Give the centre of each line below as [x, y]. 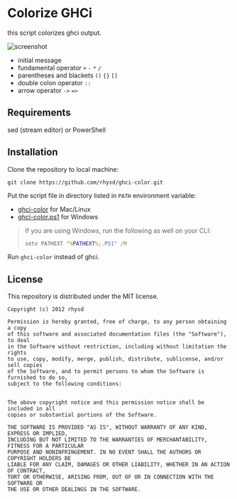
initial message [39, 60]
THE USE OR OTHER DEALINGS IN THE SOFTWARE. [74, 490]
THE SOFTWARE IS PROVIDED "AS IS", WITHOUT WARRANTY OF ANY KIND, [108, 427]
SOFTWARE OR [25, 483]
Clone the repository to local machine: [63, 169]
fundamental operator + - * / [59, 67]
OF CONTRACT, [27, 471]
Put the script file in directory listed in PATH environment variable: [102, 195]
